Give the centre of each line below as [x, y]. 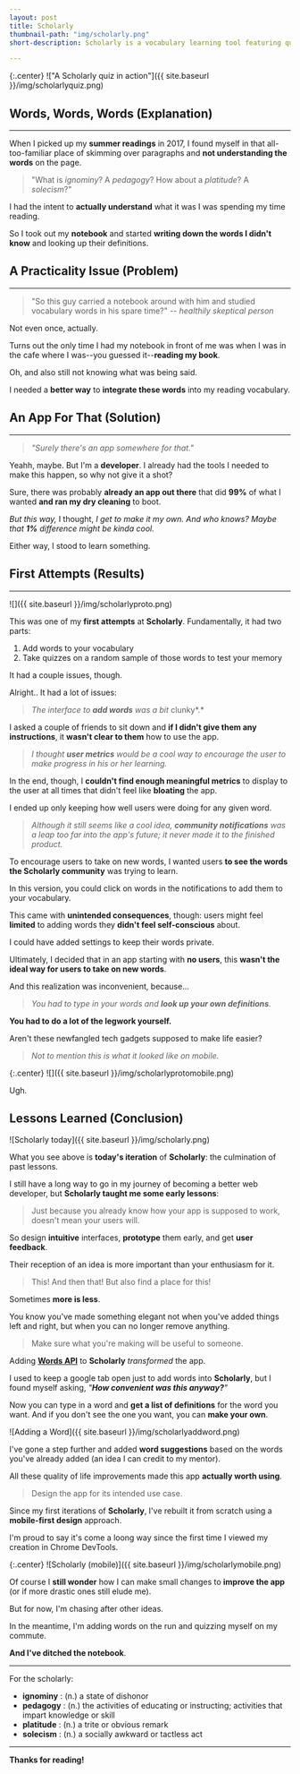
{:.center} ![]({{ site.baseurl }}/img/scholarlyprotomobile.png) [122, 1073]
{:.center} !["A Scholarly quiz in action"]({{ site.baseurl [109, 76]
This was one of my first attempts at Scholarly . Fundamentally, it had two [146, 621]
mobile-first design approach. [66, 1521]
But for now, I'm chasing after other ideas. [86, 1609]
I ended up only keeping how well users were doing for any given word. [141, 808]
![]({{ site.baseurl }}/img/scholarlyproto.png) [91, 604]
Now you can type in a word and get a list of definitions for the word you [144, 1405]
